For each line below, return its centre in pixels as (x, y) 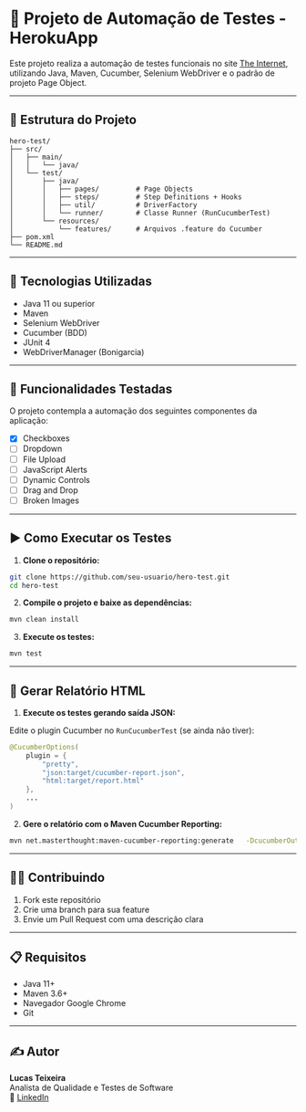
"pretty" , (61, 764)
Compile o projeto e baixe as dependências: (107, 603)
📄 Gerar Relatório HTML (77, 691)
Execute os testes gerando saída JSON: (99, 712)
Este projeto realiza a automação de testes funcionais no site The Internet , (149, 63)
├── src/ (26, 149)
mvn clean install (44, 620)
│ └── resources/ (55, 221)
